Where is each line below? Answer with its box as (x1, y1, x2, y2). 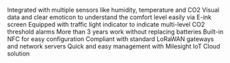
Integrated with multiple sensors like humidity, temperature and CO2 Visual (7, 6, 220, 14)
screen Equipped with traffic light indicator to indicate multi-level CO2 (7, 21, 205, 28)
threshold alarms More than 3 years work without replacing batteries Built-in (7, 27, 224, 36)
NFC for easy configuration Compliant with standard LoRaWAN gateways (7, 35, 214, 43)
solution (7, 49, 30, 58)
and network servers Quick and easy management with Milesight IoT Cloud (7, 42, 220, 50)
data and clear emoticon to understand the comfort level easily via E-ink (7, 13, 212, 21)
